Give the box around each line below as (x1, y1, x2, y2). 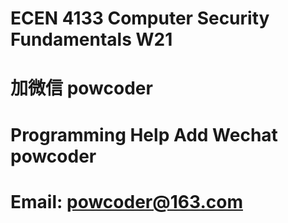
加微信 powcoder (10, 77, 153, 100)
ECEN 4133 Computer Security (10, 7, 270, 30)
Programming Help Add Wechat (10, 123, 278, 146)
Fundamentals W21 (10, 28, 173, 51)
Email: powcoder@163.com (10, 190, 243, 213)
